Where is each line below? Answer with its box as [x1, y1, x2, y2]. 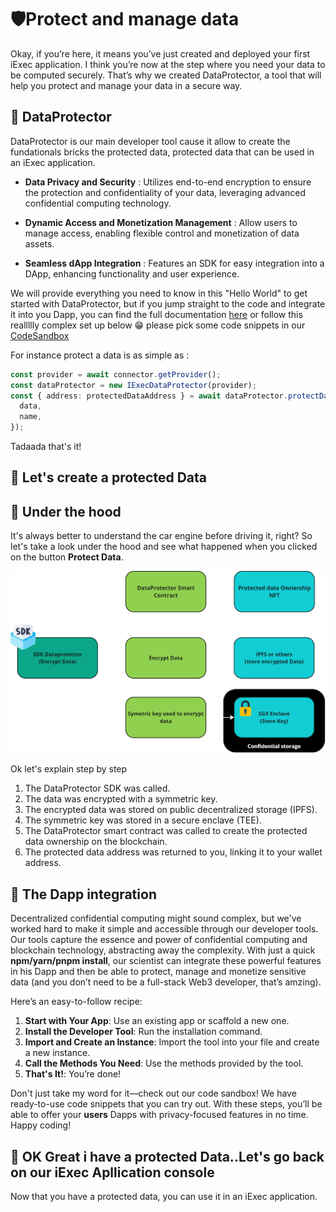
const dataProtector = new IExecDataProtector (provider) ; [10, 380, 257, 390]
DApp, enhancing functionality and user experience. [24, 267, 240, 280]
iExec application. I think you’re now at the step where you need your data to [10, 58, 326, 70]
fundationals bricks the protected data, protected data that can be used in [10, 146, 315, 158]
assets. [24, 237, 55, 250]
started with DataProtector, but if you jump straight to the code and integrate [10, 297, 326, 310]
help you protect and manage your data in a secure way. [10, 79, 243, 91]
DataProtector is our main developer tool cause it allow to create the [10, 135, 291, 147]
